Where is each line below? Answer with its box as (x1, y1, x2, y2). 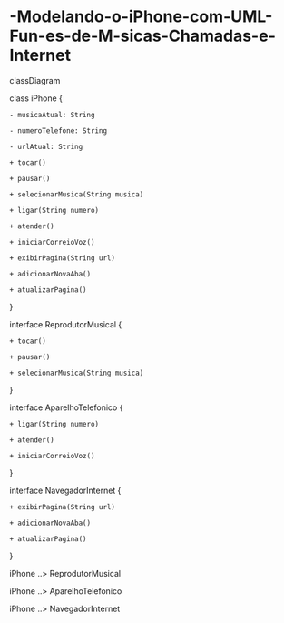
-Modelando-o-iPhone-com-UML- (9, 6, 273, 27)
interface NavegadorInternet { (9, 485, 122, 496)
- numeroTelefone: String (9, 126, 107, 136)
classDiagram (9, 75, 61, 85)
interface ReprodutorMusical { (9, 318, 122, 329)
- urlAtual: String (9, 142, 83, 151)
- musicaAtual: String (9, 110, 95, 119)
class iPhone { (9, 93, 64, 104)
